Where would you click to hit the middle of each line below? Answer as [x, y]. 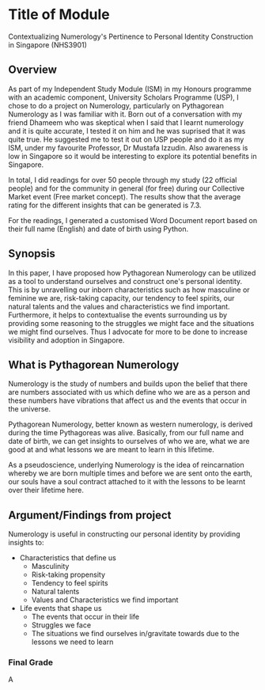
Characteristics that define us [68, 558]
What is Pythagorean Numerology [94, 364]
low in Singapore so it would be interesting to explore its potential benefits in [132, 156]
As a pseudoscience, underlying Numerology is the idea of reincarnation [127, 465]
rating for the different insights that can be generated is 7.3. [105, 205]
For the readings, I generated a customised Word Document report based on [133, 220]
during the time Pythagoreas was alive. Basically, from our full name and [126, 433]
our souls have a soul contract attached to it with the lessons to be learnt [127, 482]
